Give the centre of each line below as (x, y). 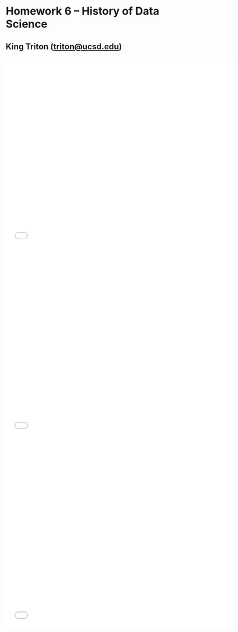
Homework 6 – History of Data (83, 11)
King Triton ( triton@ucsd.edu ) (64, 46)
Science (27, 24)
